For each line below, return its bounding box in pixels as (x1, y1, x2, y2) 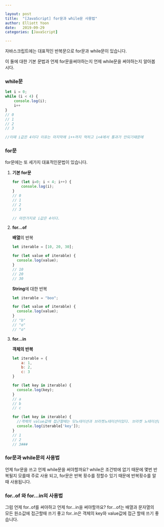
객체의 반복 (12, 346, 33, 352)
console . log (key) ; (17, 387, 54, 392)
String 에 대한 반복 (12, 285, 47, 292)
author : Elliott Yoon (5, 21, 49, 25)
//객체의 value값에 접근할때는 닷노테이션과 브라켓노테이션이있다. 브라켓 (17, 419, 143, 424)
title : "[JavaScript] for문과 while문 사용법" (5, 16, 98, 21)
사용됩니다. (10, 478, 32, 484)
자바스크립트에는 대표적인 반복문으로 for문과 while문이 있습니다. (5, 48, 127, 54)
